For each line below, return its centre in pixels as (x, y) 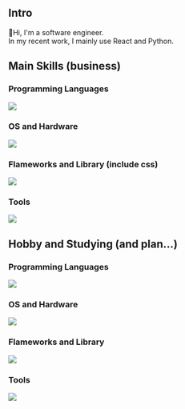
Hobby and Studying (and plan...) (93, 244)
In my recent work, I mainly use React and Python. (91, 41)
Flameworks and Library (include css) (83, 164)
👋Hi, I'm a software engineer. (56, 32)
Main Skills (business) (65, 66)
